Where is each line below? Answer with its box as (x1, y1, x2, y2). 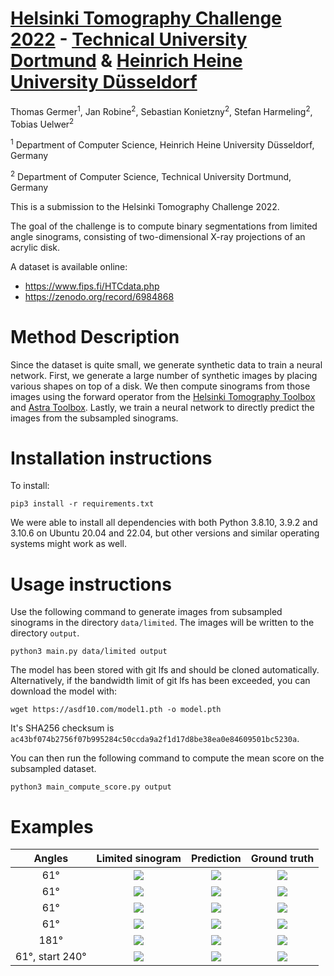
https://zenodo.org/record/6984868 (24, 290, 175, 302)
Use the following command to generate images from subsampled (10, 606, 283, 618)
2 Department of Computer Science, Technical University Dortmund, (10, 168, 292, 182)
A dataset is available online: (10, 260, 128, 272)
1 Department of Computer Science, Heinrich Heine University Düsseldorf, (10, 137, 315, 151)
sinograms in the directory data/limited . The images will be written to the (10, 617, 315, 629)
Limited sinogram (96, 852, 182, 866)
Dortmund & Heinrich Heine (10, 50, 243, 72)
